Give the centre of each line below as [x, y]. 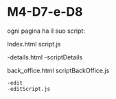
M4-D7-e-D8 [45, 12]
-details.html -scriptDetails [45, 57]
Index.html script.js [34, 44]
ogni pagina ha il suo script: [46, 31]
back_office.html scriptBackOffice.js [58, 70]
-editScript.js [29, 89]
